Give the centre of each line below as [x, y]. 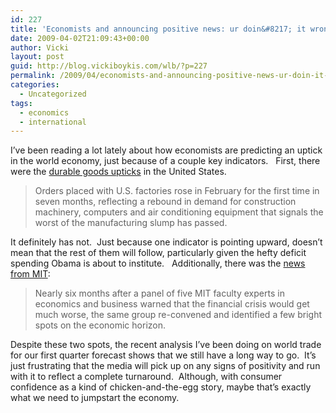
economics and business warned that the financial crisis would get [172, 304]
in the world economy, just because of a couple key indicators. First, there [165, 161]
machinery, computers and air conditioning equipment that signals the [179, 212]
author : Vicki [40, 47]
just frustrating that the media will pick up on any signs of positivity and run [165, 366]
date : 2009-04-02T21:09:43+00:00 [80, 38]
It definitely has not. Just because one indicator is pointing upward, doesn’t [166, 242]
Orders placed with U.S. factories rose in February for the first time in [177, 191]
